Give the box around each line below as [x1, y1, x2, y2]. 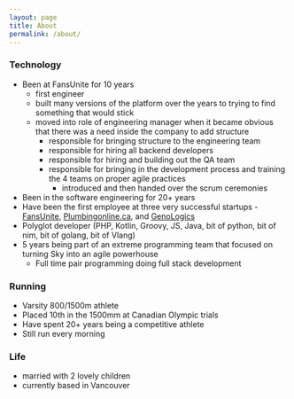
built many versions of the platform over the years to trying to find [35, 98, 276, 108]
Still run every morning [21, 328, 105, 339]
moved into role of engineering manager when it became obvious [35, 116, 275, 127]
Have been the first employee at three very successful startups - [21, 201, 259, 212]
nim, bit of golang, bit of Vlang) [21, 230, 135, 240]
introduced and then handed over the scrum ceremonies [61, 183, 268, 193]
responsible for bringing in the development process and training [48, 163, 286, 174]
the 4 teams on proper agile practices [48, 173, 186, 184]
